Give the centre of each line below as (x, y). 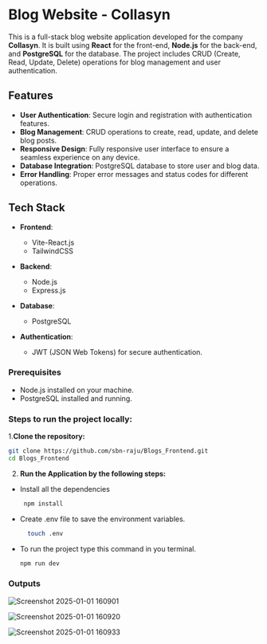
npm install (43, 504)
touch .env (45, 533)
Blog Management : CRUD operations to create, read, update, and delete (139, 132)
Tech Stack (37, 208)
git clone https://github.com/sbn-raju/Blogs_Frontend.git (108, 451)
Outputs (25, 583)
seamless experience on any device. (80, 157)
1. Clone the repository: (47, 437)
